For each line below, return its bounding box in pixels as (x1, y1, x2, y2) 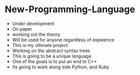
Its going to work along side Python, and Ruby (12, 64, 109, 70)
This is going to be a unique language (12, 53, 91, 59)
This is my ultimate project (12, 42, 68, 48)
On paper (12, 26, 33, 32)
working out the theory (12, 31, 61, 37)
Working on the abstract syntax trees (12, 47, 90, 54)
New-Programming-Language (5, 4, 135, 15)
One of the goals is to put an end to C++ (12, 58, 98, 64)
